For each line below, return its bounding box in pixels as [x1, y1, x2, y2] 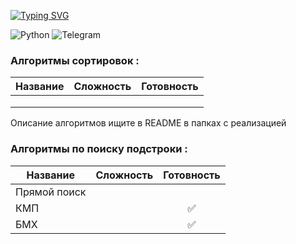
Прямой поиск [15, 185, 87, 199]
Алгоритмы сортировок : [10, 53, 140, 67]
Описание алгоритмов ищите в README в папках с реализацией [10, 117, 287, 129]
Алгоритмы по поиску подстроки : [10, 142, 188, 156]
